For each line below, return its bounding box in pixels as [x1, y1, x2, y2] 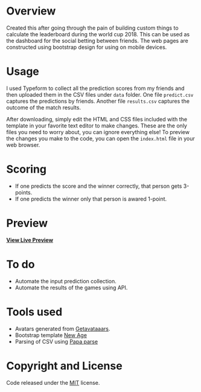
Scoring [6, 162, 47, 176]
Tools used [6, 305, 63, 318]
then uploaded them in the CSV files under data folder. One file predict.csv [6, 91, 194, 98]
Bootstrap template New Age [14, 331, 88, 339]
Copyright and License [6, 359, 123, 373]
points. [14, 188, 33, 196]
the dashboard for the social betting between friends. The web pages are [6, 37, 188, 44]
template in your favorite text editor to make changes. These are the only [6, 122, 187, 129]
